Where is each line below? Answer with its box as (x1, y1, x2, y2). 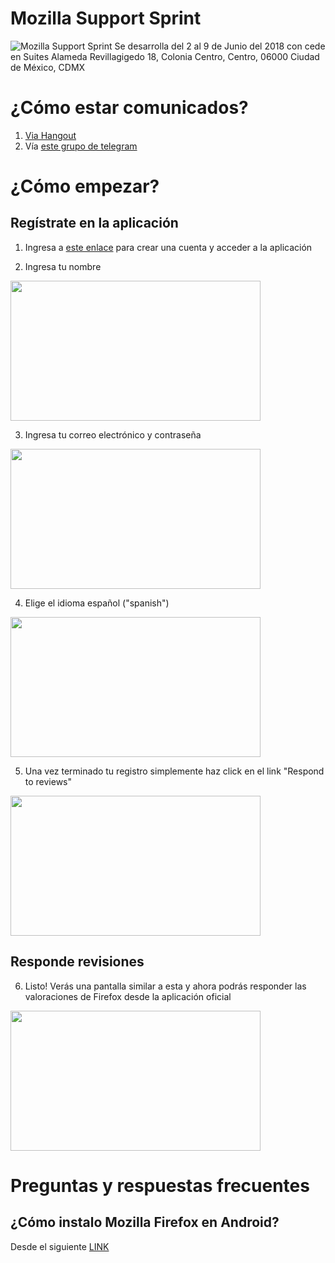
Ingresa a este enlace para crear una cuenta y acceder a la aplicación (24, 241, 313, 253)
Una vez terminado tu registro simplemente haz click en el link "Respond (24, 765, 325, 777)
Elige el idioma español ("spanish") (24, 597, 170, 609)
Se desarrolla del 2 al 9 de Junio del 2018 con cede (114, 40, 326, 52)
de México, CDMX (10, 61, 86, 73)
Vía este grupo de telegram (24, 140, 138, 152)
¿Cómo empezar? (10, 175, 160, 198)
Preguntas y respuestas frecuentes (10, 1174, 310, 1197)
